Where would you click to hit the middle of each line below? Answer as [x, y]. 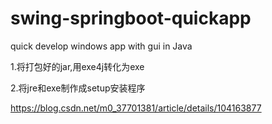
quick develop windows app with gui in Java [101, 46]
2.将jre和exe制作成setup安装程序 [78, 88]
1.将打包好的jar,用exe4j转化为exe [77, 66]
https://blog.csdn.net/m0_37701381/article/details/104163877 [136, 108]
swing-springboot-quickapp [131, 18]
